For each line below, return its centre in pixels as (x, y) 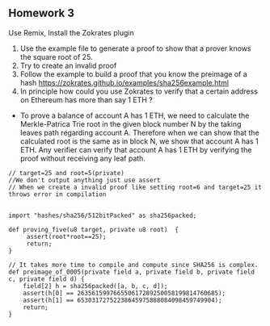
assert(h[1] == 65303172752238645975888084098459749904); (122, 300)
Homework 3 (41, 13)
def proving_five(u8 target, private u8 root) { (94, 229)
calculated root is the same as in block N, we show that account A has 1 (139, 141)
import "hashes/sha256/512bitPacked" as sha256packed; (103, 215)
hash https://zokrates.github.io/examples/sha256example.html (124, 82)
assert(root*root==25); (66, 236)
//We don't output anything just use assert (84, 180)
